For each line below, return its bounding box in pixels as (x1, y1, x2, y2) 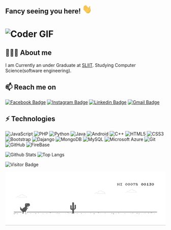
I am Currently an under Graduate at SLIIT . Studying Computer (5, 62, 136, 68)
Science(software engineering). (5, 67, 72, 74)
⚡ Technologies (5, 114, 55, 123)
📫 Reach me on (5, 83, 56, 91)
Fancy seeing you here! (5, 7, 81, 16)
